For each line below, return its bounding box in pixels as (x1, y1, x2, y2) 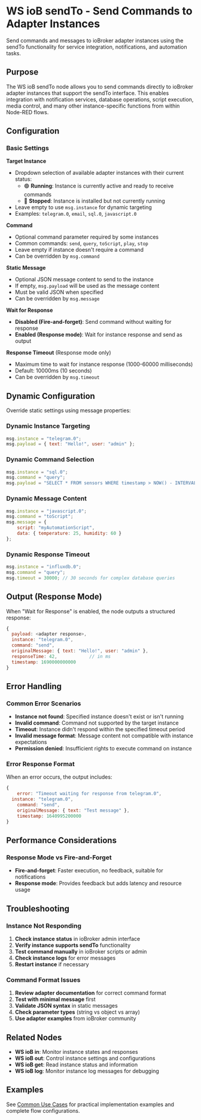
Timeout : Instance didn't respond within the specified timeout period (14, 726, 185, 733)
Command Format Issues (6, 975, 81, 984)
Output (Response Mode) (6, 592, 102, 602)
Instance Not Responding (6, 921, 82, 930)
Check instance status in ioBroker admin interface (14, 935, 141, 942)
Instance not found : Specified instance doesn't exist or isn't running (14, 713, 184, 720)
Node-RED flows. (6, 108, 49, 115)
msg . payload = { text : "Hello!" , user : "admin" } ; (6, 441, 135, 447)
